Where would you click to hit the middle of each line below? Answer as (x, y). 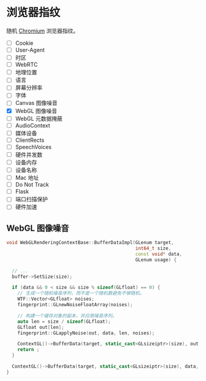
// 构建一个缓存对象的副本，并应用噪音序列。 (67, 316)
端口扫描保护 (31, 199)
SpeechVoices (33, 147)
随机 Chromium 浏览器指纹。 (43, 31)
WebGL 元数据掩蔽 (39, 118)
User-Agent (30, 50)
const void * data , (159, 254)
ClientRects (30, 140)
